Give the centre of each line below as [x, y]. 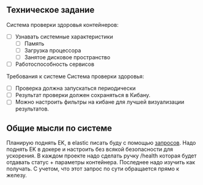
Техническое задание [50, 10]
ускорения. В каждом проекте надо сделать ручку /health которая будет [102, 156]
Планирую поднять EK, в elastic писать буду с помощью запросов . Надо [101, 143]
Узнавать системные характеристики [64, 37]
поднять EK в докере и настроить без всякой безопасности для [90, 150]
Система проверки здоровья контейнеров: [63, 24]
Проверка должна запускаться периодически [76, 89]
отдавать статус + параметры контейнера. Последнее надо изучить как [101, 162]
